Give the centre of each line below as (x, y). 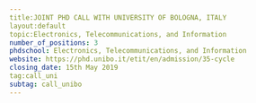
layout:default (38, 26)
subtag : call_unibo (46, 84)
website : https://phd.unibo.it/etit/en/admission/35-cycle (122, 59)
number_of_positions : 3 (54, 43)
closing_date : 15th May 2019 (64, 68)
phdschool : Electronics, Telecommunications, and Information (128, 51)
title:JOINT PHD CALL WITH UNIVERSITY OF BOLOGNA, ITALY (118, 17)
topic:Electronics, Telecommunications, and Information (118, 34)
